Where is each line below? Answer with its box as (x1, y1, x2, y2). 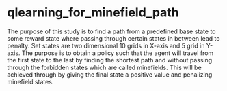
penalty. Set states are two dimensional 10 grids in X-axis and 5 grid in (7, 41, 205, 50)
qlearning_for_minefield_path (7, 5, 179, 20)
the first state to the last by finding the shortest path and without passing (7, 56, 213, 64)
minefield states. (7, 77, 54, 86)
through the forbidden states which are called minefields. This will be (7, 63, 202, 71)
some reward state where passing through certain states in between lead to (7, 34, 220, 42)
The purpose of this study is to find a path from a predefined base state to (7, 27, 216, 35)
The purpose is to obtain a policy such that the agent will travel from (21, 49, 214, 57)
